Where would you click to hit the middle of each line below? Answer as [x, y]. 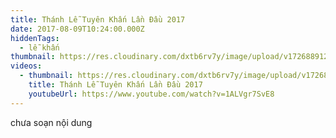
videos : [26, 66]
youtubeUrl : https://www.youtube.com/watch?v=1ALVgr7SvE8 [151, 94]
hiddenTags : [35, 38]
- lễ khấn [39, 47]
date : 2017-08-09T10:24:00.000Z [77, 29]
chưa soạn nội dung [51, 122]
